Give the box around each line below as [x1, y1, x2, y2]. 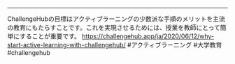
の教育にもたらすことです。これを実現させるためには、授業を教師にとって [7, 24, 220, 31]
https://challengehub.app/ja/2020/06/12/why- [81, 32, 215, 40]
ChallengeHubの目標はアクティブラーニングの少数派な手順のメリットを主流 [7, 15, 226, 23]
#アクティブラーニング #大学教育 [127, 41, 222, 49]
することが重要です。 [20, 32, 80, 40]
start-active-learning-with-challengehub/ [7, 41, 126, 49]
